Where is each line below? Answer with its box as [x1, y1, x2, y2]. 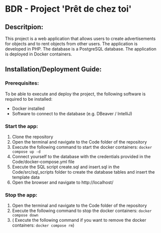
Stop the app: [5, 191, 38, 198]
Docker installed [12, 106, 45, 111]
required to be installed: [5, 96, 52, 102]
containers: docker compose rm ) [12, 222, 75, 228]
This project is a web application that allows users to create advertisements [5, 36, 156, 41]
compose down [12, 213, 39, 218]
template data [12, 174, 40, 180]
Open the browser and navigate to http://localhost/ [12, 179, 113, 185]
